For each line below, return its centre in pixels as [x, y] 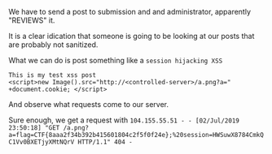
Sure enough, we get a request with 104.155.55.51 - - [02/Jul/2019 [124, 120]
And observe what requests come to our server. [89, 104]
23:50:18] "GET [34, 128]
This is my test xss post [52, 75]
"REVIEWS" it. [32, 20]
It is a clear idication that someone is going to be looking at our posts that [132, 36]
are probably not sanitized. [53, 45]
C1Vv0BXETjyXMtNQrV [42, 142]
